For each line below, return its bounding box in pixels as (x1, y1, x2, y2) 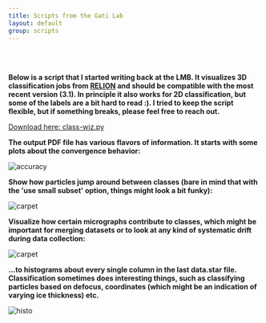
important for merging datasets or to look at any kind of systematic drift (8, 225, 252, 235)
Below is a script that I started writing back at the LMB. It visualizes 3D (8, 73, 247, 83)
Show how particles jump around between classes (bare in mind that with (8, 177, 258, 187)
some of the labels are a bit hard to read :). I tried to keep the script (8, 98, 234, 108)
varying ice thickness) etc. (8, 290, 99, 301)
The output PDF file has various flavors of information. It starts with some (8, 138, 258, 147)
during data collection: (8, 234, 86, 244)
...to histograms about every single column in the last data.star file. (8, 265, 237, 275)
